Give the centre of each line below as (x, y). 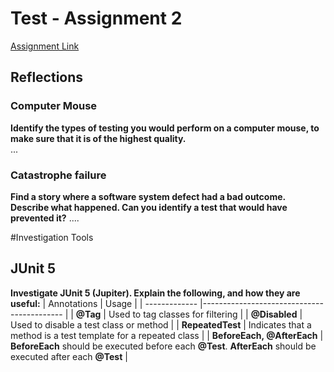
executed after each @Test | (69, 356)
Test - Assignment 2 (96, 18)
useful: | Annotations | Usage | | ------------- (104, 303)
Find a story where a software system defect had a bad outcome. (148, 196)
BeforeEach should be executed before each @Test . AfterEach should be (163, 346)
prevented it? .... (45, 218)
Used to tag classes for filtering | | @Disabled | (205, 314)
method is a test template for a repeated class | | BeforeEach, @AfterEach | (167, 335)
